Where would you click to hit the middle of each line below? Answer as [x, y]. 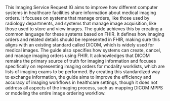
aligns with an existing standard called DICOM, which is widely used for [80, 45]
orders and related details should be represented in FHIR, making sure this [83, 39]
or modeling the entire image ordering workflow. [55, 93]
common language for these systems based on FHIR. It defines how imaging [85, 34]
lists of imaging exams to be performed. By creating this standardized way [83, 72]
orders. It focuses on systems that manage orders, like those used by [77, 18]
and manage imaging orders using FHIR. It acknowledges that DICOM [78, 56]
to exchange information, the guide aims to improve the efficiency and [78, 77]
